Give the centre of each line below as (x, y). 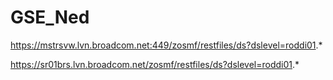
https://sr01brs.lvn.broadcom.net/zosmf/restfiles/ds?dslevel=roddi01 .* (155, 64)
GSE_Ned (50, 17)
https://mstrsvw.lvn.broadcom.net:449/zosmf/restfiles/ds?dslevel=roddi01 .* (166, 45)
